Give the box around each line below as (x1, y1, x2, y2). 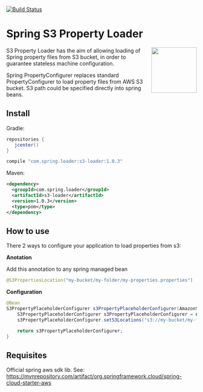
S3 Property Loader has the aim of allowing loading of (6, 47, 141, 54)
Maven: (6, 170, 25, 177)
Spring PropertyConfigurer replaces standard (6, 71, 119, 79)
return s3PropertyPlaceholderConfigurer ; (17, 328, 123, 334)
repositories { (6, 136, 45, 142)
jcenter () (14, 142, 39, 148)
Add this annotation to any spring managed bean (6, 265, 128, 273)
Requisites (6, 350, 47, 360)
